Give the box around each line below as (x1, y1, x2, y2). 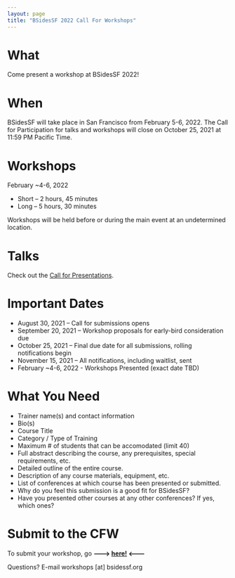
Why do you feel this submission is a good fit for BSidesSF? (17, 487, 190, 495)
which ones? (17, 501, 55, 510)
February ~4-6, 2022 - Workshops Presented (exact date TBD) (17, 364, 200, 373)
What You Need (7, 388, 100, 404)
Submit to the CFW (7, 526, 119, 542)
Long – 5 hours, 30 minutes (17, 202, 97, 211)
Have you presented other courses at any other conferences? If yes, (17, 494, 215, 503)
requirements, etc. (17, 456, 71, 465)
